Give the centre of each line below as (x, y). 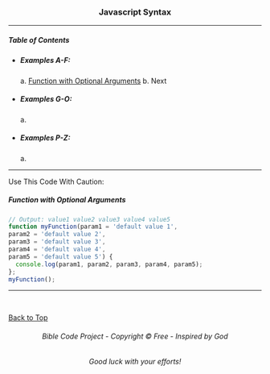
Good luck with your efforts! (135, 361)
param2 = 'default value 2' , (57, 235)
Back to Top (28, 318)
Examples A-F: (45, 60)
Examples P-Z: (45, 138)
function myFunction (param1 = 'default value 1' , (93, 227)
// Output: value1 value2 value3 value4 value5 (90, 219)
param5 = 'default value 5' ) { (61, 256)
